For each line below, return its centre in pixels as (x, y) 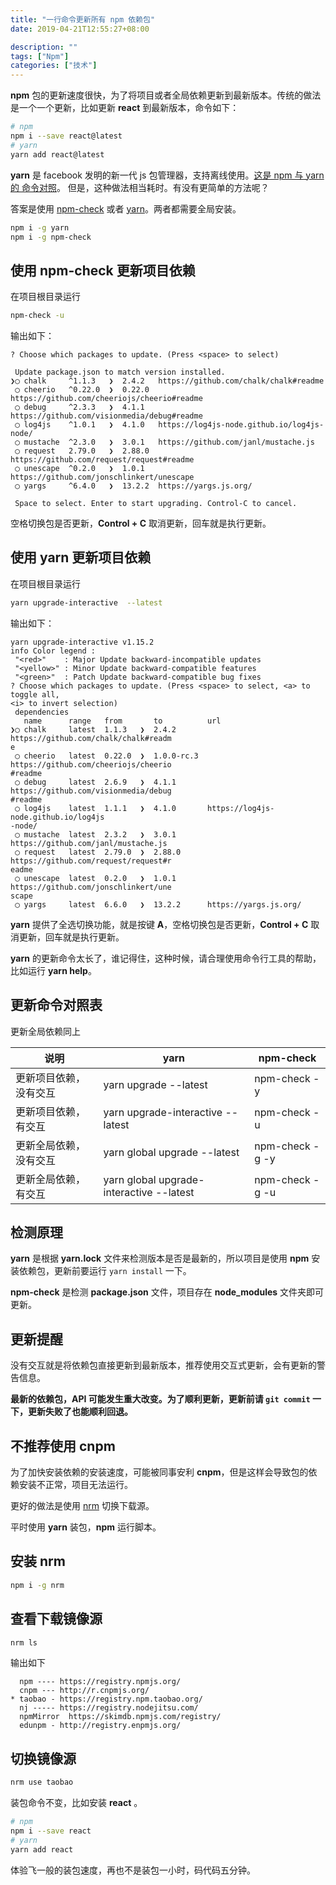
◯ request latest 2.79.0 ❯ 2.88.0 (98, 852)
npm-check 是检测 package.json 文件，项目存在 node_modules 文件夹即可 (167, 1292)
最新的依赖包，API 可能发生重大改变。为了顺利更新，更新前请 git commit (160, 1399)
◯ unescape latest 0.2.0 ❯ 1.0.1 (95, 878)
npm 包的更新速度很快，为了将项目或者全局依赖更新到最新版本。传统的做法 (166, 95)
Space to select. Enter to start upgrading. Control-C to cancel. (156, 504)
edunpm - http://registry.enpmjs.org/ (100, 1726)
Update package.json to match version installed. (120, 372)
